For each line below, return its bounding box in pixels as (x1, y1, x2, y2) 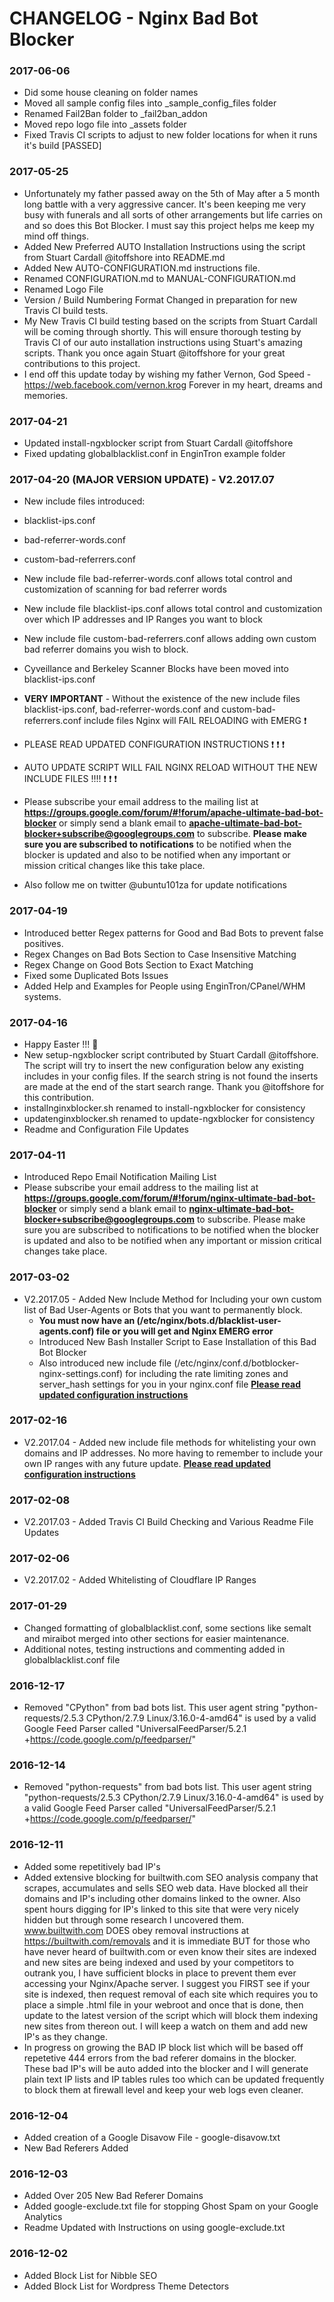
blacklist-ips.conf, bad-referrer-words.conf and (23, 703, 220, 716)
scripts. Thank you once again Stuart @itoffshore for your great (23, 347, 286, 359)
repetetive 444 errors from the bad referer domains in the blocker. (23, 2052, 297, 2064)
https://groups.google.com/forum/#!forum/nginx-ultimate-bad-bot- (23, 1192, 316, 1204)
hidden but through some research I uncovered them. (23, 1913, 245, 1926)
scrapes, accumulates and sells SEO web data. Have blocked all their (23, 1882, 309, 1894)
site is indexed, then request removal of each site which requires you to (23, 1988, 319, 2000)
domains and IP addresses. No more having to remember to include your (23, 1447, 324, 1459)
